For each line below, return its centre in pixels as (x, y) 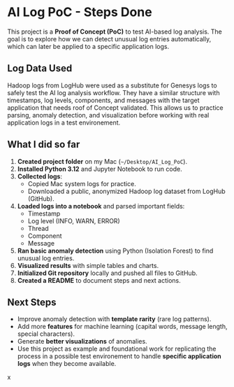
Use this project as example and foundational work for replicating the (117, 349)
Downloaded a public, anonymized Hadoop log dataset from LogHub (126, 191)
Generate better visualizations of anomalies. (82, 342)
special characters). (46, 334)
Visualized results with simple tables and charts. (88, 265)
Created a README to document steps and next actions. (99, 280)
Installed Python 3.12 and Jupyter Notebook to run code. (100, 169)
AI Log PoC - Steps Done (80, 12)
